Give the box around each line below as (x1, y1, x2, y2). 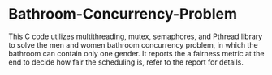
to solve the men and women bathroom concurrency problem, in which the (8, 40, 258, 49)
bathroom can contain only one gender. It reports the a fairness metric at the (8, 48, 265, 58)
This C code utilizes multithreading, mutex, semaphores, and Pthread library (8, 31, 263, 41)
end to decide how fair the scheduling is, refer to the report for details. (8, 57, 244, 67)
